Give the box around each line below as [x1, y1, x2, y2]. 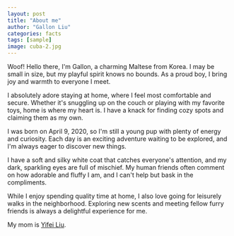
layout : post [7, 10, 46, 18]
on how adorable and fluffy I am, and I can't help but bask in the [7, 170, 194, 179]
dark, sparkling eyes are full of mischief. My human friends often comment [7, 163, 225, 171]
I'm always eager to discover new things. [7, 142, 127, 150]
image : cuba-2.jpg [7, 43, 62, 50]
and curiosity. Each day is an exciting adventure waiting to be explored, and [7, 135, 228, 143]
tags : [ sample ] [7, 37, 52, 44]
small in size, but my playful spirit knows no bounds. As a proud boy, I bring [7, 70, 228, 78]
